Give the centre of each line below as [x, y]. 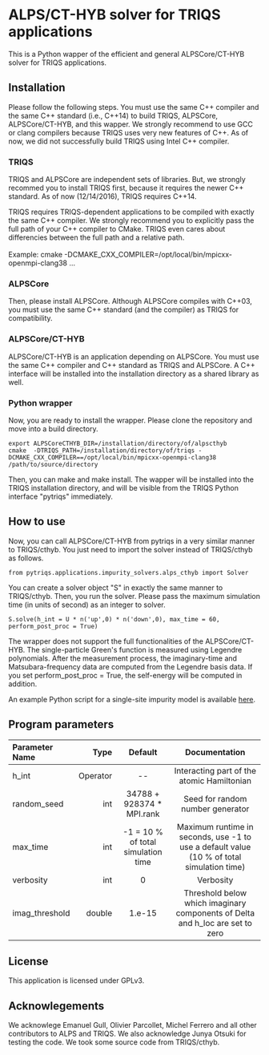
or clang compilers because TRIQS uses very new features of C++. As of [128, 132]
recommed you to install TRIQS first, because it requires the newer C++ [126, 188]
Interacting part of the [215, 770]
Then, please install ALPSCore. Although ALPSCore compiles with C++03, [130, 301]
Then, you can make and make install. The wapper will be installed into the [131, 479]
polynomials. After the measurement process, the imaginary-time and [123, 658]
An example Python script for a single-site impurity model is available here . [132, 699]
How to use [37, 521]
